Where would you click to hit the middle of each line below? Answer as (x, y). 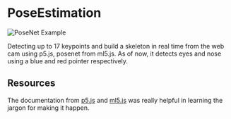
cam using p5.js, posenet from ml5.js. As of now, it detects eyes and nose (114, 54)
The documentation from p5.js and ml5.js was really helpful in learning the (115, 100)
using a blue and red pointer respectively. (68, 61)
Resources (31, 83)
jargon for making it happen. (48, 108)
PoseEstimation (54, 13)
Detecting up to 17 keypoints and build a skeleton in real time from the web (116, 46)
